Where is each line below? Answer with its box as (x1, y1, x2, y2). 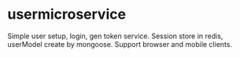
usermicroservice (7, 5, 127, 23)
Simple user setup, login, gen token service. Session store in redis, (7, 31, 223, 41)
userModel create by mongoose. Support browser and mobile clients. (7, 39, 233, 48)
